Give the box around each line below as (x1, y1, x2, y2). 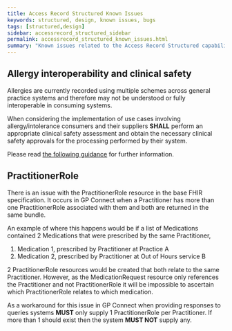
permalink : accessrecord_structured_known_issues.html (7, 36, 168, 43)
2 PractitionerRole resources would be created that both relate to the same (7, 265, 220, 274)
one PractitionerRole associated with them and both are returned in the (7, 203, 209, 211)
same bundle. (7, 211, 46, 219)
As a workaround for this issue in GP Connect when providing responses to (7, 301, 221, 309)
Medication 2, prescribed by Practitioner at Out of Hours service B (17, 252, 206, 260)
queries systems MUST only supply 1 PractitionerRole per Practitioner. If (7, 308, 213, 316)
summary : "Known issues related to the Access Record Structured (7, 42, 199, 49)
